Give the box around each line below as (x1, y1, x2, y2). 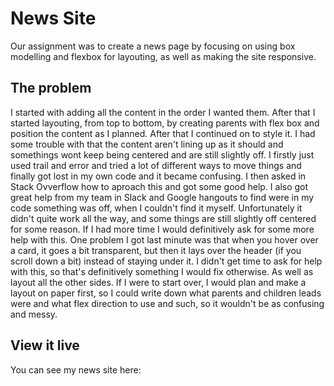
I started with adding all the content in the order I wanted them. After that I (10, 106, 316, 118)
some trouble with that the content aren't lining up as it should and (10, 138, 284, 150)
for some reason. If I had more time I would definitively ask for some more (10, 223, 315, 235)
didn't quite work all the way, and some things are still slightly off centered (10, 212, 317, 224)
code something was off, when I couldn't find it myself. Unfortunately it (10, 202, 303, 214)
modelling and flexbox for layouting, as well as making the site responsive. (10, 50, 317, 62)
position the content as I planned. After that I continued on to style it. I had (10, 127, 316, 139)
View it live (10, 337, 80, 354)
